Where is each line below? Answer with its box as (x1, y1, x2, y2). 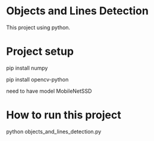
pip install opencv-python (6, 76, 69, 83)
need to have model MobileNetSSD (6, 87, 92, 95)
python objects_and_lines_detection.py (6, 128, 102, 135)
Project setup (6, 45, 74, 58)
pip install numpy (6, 64, 48, 71)
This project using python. (6, 24, 70, 31)
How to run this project (6, 108, 122, 122)
